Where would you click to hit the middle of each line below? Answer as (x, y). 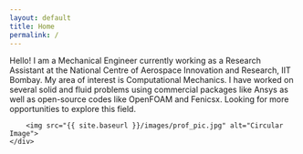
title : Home (32, 26)
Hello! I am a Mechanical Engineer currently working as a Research (136, 61)
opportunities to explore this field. (73, 109)
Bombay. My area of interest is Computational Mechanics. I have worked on (151, 80)
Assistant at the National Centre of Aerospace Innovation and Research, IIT (150, 70)
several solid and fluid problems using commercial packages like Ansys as (149, 90)
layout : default (40, 18)
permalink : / (34, 35)
